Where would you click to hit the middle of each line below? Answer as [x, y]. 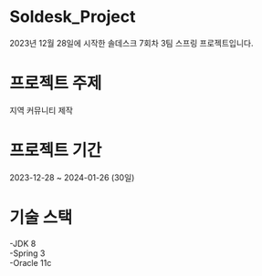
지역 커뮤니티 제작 [41, 110]
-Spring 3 [27, 253]
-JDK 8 [23, 243]
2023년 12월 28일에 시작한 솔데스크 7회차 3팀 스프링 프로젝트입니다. [131, 43]
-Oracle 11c [31, 262]
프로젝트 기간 [56, 151]
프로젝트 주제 [56, 83]
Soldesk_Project [73, 17]
